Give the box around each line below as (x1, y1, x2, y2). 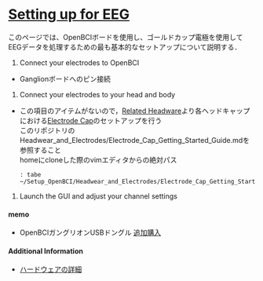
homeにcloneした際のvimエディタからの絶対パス (19, 155, 177, 164)
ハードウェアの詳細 (19, 265, 82, 274)
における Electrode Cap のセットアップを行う (19, 115, 163, 125)
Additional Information (8, 246, 84, 256)
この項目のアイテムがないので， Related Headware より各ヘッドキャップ (19, 106, 250, 115)
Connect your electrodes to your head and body (19, 89, 176, 99)
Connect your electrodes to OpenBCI (19, 57, 140, 68)
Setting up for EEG (8, 5, 130, 24)
